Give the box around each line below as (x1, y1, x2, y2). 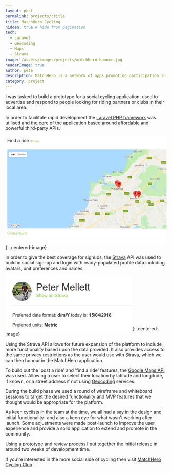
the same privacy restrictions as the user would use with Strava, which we (5, 352, 162, 358)
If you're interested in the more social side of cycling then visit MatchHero (5, 456, 161, 462)
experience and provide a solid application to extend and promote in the (5, 425, 157, 431)
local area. (5, 104, 28, 110)
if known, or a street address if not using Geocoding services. (5, 378, 136, 385)
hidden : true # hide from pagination (5, 25, 86, 30)
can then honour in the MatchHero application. (5, 357, 104, 364)
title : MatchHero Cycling (5, 19, 60, 24)
